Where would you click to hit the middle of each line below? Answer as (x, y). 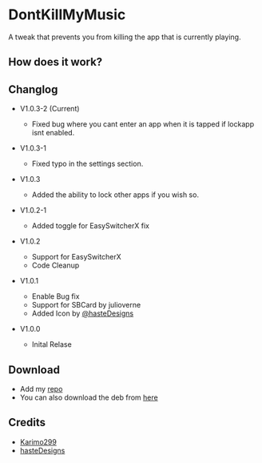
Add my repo (41, 389)
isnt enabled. (53, 133)
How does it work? (56, 62)
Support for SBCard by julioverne (86, 305)
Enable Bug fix (56, 296)
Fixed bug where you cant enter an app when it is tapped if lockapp (143, 124)
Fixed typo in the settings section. (87, 164)
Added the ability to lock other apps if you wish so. (115, 195)
